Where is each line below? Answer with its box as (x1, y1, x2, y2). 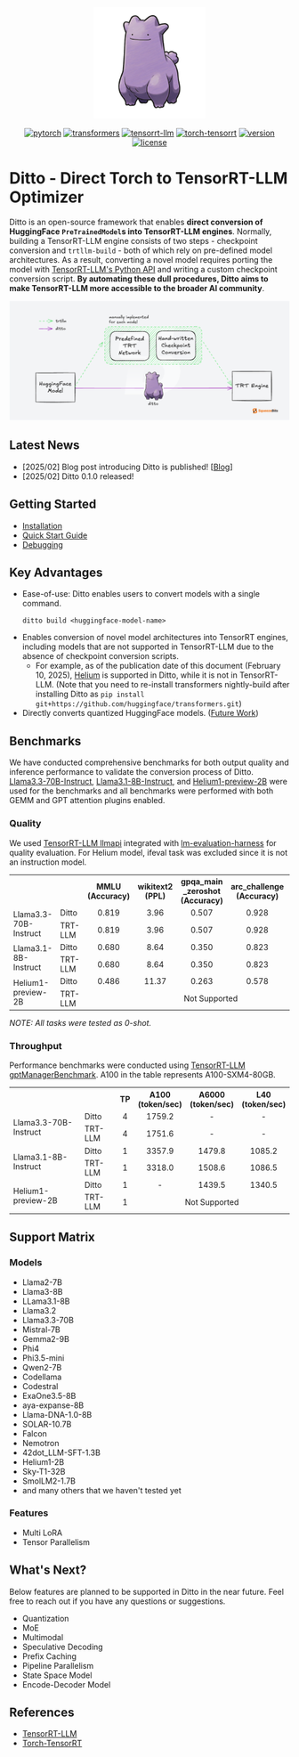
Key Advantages (9, 565, 103, 581)
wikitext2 (137, 881, 174, 891)
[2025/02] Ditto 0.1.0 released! (21, 470, 134, 482)
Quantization (21, 1613, 69, 1623)
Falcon (21, 1428, 47, 1439)
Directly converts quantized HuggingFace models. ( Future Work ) (21, 708, 260, 719)
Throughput (9, 1039, 62, 1052)
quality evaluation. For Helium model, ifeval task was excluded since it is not (9, 847, 288, 858)
